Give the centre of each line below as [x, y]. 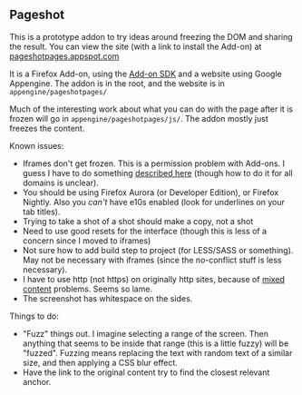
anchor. [37, 381]
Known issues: [37, 145]
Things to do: [34, 316]
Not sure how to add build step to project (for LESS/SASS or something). [158, 250]
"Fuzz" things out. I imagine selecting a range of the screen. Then [146, 333]
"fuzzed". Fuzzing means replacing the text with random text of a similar [157, 352]
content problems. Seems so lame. [87, 289]
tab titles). [41, 212]
